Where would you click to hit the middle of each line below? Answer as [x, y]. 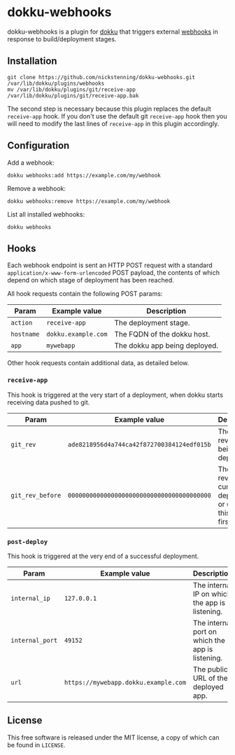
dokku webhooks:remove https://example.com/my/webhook [89, 201]
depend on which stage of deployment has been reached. [91, 280]
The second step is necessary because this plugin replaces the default [109, 109]
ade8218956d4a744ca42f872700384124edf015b [139, 444]
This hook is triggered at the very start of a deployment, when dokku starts [115, 395]
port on [205, 632]
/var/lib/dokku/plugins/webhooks [56, 83]
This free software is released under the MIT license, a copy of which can [113, 737]
